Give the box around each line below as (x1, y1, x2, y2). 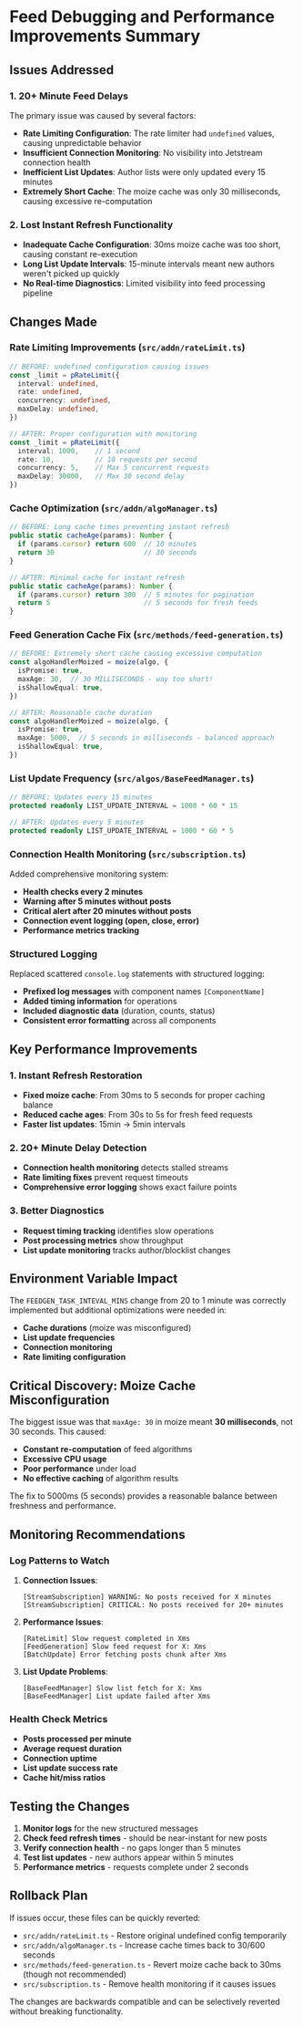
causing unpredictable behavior (22, 137, 143, 148)
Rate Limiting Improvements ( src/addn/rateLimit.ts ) (9, 341, 246, 354)
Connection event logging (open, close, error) (22, 915, 200, 927)
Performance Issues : (22, 1616, 104, 1627)
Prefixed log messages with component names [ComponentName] (22, 986, 266, 997)
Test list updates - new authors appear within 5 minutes (22, 1852, 235, 1863)
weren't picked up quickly (22, 268, 120, 279)
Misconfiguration (9, 1392, 110, 1408)
